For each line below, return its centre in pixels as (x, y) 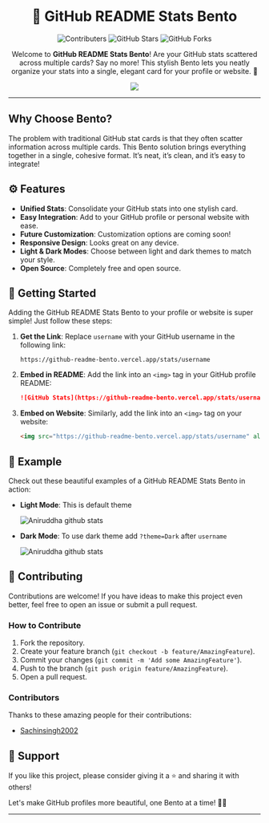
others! (20, 787)
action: (20, 489)
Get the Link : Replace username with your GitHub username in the (127, 337)
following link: (43, 345)
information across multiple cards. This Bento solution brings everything (127, 147)
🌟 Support (34, 756)
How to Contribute (45, 625)
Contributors (34, 697)
